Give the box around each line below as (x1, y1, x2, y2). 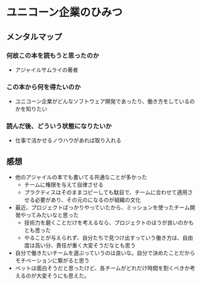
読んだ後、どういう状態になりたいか (6, 122, 112, 130)
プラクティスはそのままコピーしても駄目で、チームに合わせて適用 (24, 189, 188, 196)
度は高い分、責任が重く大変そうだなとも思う (24, 242, 136, 249)
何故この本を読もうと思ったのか (6, 51, 99, 59)
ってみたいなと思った (25, 212, 79, 219)
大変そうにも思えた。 (36, 272, 90, 280)
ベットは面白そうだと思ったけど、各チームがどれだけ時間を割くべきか (15, 264, 190, 272)
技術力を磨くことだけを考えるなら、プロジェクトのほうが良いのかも (24, 219, 194, 226)
